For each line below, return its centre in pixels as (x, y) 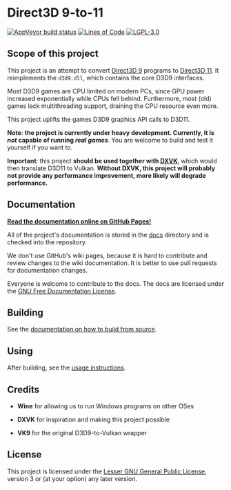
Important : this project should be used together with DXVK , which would (112, 161)
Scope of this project (53, 54)
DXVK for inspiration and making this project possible (93, 419)
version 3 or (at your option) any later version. (72, 478)
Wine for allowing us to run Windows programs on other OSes (106, 406)
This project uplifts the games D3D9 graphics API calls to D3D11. (99, 119)
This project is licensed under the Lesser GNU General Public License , (107, 471)
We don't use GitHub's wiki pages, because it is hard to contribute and (108, 255)
